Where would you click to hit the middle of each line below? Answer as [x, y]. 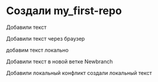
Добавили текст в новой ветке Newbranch [60, 61]
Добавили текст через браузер [46, 38]
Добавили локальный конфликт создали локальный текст [79, 73]
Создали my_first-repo [64, 11]
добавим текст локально [38, 50]
